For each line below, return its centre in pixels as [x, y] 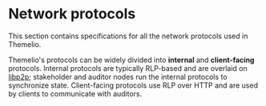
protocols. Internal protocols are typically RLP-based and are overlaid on [128, 68]
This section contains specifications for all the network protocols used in [128, 36]
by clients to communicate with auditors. [75, 93]
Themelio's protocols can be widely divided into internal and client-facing [131, 60]
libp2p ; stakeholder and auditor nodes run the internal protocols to [118, 77]
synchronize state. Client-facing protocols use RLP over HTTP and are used [133, 85]
